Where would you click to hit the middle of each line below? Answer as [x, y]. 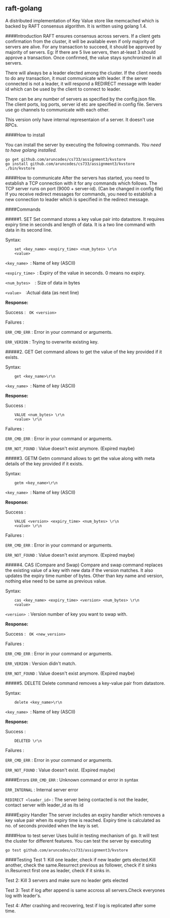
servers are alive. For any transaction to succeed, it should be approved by [83, 47]
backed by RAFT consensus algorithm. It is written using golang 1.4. [76, 26]
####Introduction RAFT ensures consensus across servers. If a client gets [83, 36]
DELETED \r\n [28, 741]
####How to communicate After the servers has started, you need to [77, 178]
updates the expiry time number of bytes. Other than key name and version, [84, 576]
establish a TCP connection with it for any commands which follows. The [81, 183]
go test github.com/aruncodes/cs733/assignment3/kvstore [67, 850]
